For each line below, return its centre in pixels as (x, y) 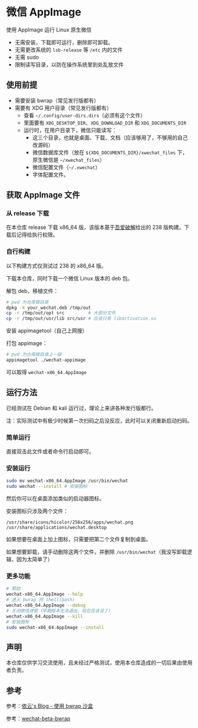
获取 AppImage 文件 (43, 195)
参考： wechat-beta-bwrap (38, 719)
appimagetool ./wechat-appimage (46, 360)
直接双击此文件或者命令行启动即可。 (50, 452)
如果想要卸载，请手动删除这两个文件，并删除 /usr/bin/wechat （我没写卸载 (97, 552)
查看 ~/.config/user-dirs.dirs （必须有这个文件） (85, 115)
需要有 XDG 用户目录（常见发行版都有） (63, 108)
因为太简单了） (35, 559)
